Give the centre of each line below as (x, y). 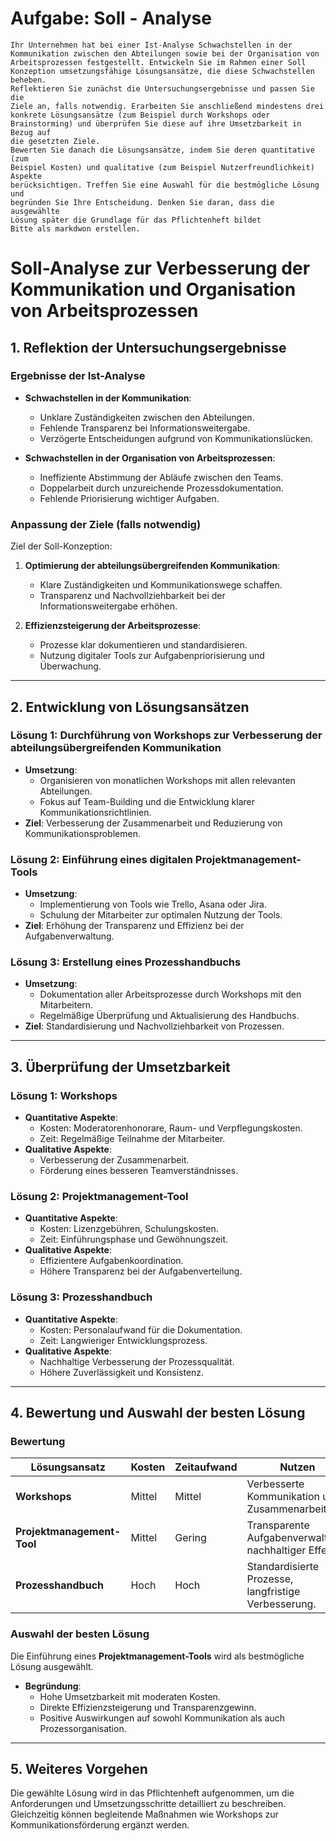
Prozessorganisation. (83, 1728)
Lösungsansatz (68, 1467)
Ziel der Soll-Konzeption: (61, 546)
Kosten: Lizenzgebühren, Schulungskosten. (129, 1229)
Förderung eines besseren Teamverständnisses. (139, 1171)
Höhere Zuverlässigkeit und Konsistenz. (122, 1372)
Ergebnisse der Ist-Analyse (78, 376)
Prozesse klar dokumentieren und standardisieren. (143, 645)
